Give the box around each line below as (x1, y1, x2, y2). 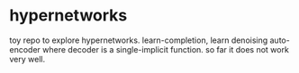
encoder (9, 44, 41, 54)
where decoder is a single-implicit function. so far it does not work (41, 44, 290, 54)
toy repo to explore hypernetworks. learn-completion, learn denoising (9, 35, 268, 45)
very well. (9, 53, 46, 64)
